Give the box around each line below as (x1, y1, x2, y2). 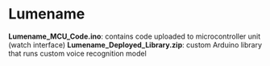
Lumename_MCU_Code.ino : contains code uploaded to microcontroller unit (8, 31, 261, 41)
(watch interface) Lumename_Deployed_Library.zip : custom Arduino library (8, 39, 263, 49)
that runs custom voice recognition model (8, 48, 147, 58)
